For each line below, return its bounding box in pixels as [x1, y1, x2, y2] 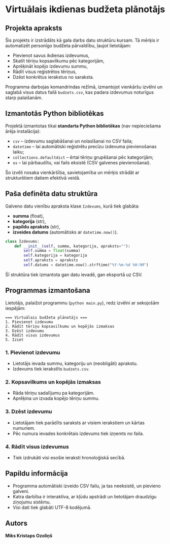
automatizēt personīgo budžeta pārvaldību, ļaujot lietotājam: [5, 43, 131, 49]
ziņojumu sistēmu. [12, 499, 51, 505]
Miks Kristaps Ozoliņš [5, 532, 53, 538]
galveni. [12, 488, 29, 494]
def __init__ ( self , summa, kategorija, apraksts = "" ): [14, 244, 130, 249]
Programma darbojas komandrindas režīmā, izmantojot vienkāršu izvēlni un [5, 84, 163, 90]
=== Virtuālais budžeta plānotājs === [5, 315, 87, 320]
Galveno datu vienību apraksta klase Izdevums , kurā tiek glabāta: [5, 203, 140, 209]
